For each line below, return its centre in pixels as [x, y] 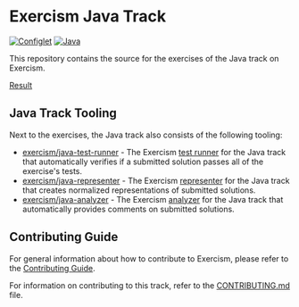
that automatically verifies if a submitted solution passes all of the [143, 162]
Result [21, 85]
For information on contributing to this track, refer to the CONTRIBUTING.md [149, 285]
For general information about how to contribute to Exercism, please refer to [149, 258]
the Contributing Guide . [52, 268]
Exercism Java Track [88, 17]
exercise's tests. [52, 170]
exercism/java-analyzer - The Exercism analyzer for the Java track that [153, 199]
